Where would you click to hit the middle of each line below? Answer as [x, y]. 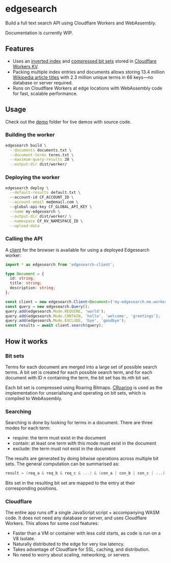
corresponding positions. [32, 488]
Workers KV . [26, 66]
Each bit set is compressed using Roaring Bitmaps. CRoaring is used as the [84, 388]
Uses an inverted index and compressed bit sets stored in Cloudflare [84, 61]
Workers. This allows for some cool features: [52, 523]
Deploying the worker [33, 177]
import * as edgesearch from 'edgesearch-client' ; [60, 264]
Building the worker [30, 135]
